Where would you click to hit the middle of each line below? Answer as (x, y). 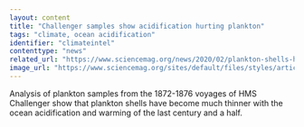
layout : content (40, 18)
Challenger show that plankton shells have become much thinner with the (146, 103)
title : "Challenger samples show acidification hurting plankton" (137, 26)
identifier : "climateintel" (62, 43)
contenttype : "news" (48, 51)
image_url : (30, 68)
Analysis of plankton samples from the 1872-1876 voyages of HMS (133, 93)
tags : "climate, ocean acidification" (82, 34)
